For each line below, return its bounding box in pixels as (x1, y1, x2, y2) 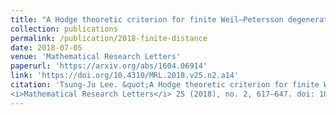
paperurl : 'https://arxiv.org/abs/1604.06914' (10, 61, 208, 71)
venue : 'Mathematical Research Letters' (10, 52, 182, 62)
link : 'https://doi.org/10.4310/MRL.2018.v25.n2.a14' (10, 71, 240, 81)
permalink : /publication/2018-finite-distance (10, 33, 208, 43)
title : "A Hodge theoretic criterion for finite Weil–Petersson (10, 14, 284, 25)
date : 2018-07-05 (10, 42, 83, 53)
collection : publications (10, 24, 118, 34)
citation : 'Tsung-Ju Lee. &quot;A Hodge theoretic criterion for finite (10, 80, 320, 90)
